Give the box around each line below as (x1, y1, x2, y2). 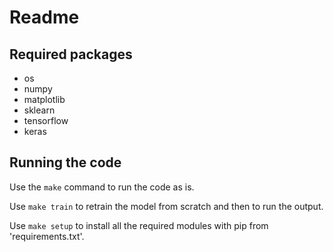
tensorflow (23, 115, 69, 126)
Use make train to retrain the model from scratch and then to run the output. (9, 200, 324, 212)
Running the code (9, 154, 122, 171)
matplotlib (23, 94, 66, 105)
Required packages (9, 46, 133, 63)
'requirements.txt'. (9, 230, 85, 242)
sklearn (23, 104, 56, 116)
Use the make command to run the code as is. (9, 181, 195, 193)
